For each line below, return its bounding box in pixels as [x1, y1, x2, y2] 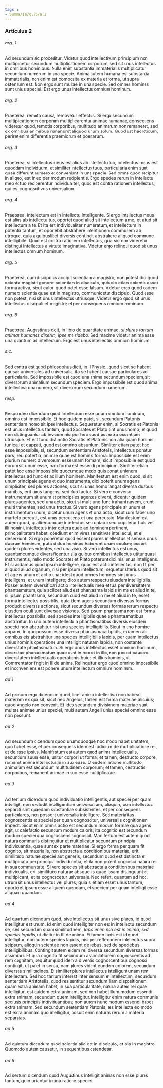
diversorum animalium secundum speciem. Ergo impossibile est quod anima [5, 379, 158, 385]
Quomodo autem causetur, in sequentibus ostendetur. [5, 1046, 113, 1052]
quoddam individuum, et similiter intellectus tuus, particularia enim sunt [5, 165, 148, 171]
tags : [5, 7, 18, 12]
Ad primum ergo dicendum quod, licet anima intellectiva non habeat [5, 692, 141, 697]
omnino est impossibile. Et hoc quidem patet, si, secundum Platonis [5, 416, 140, 422]
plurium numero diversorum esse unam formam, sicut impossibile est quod [5, 457, 155, 463]
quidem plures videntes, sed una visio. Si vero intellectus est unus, [5, 546, 139, 552]
